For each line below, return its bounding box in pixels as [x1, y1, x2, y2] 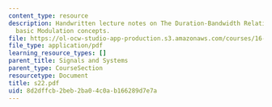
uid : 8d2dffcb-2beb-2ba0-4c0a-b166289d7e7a [8, 86, 158, 95]
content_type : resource [8, 11, 89, 20]
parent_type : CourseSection [8, 64, 104, 72]
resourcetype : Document [8, 72, 89, 80]
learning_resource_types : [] [8, 49, 107, 57]
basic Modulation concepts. [15, 27, 111, 35]
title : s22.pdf [8, 79, 60, 87]
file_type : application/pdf [8, 42, 104, 50]
